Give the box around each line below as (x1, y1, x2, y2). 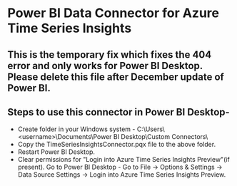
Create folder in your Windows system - (17, 125, 136, 133)
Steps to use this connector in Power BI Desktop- (7, 105, 230, 118)
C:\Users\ (136, 125, 166, 133)
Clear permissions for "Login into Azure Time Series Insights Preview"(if (17, 155, 230, 164)
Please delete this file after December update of (7, 71, 225, 83)
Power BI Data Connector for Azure (7, 5, 220, 21)
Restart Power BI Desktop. (17, 148, 95, 156)
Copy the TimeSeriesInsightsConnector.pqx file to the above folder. (17, 140, 216, 149)
